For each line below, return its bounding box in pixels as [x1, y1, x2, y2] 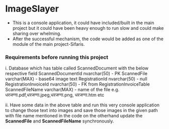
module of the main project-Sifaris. [12, 41, 85, 47]
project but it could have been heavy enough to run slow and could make [12, 25, 164, 31]
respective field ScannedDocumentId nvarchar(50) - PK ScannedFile [5, 71, 147, 77]
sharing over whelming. [12, 30, 61, 36]
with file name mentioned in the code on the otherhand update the [5, 113, 143, 119]
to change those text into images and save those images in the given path [5, 107, 158, 113]
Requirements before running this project [5, 53, 109, 60]
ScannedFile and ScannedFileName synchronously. [5, 118, 114, 124]
